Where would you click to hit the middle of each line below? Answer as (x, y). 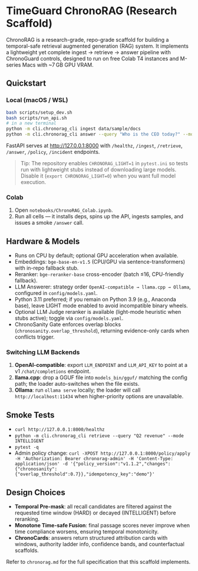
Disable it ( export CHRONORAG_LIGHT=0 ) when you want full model (98, 176)
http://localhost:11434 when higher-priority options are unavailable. (99, 396)
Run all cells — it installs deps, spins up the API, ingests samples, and (99, 216)
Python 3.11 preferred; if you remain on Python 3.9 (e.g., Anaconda (95, 300)
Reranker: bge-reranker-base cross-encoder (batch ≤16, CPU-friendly (99, 274)
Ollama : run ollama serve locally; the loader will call (77, 390)
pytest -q (27, 447)
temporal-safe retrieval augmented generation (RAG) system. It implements (97, 46)
